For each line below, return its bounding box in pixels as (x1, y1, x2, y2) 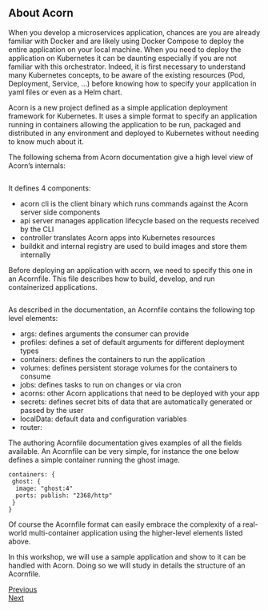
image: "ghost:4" (15, 484, 74, 492)
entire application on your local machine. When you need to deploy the (8, 44, 242, 54)
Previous (8, 584, 38, 594)
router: (19, 422, 42, 431)
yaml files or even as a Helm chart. (8, 87, 122, 97)
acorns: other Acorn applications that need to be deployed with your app (19, 388, 260, 398)
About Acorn (8, 6, 74, 20)
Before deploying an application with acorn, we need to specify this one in (8, 265, 254, 275)
